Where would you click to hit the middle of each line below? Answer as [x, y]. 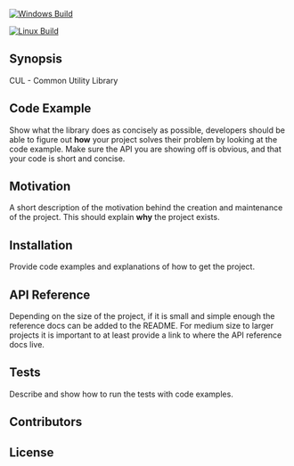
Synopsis [36, 59]
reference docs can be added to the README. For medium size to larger [142, 326]
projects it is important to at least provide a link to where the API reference [146, 335]
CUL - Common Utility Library [64, 80]
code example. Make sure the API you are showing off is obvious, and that [146, 149]
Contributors [46, 422]
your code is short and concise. [67, 158]
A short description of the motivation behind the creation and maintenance [146, 208]
